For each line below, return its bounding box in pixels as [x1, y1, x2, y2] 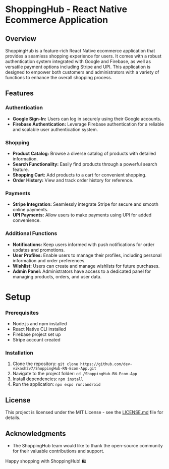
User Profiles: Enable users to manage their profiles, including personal [12, 252, 162, 258]
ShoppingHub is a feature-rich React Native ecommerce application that [5, 48, 155, 53]
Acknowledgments [5, 429, 67, 438]
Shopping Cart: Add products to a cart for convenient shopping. [12, 171, 147, 178]
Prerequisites [5, 309, 39, 316]
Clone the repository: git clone [12, 361, 78, 367]
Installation [5, 349, 34, 356]
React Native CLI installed [12, 326, 67, 332]
